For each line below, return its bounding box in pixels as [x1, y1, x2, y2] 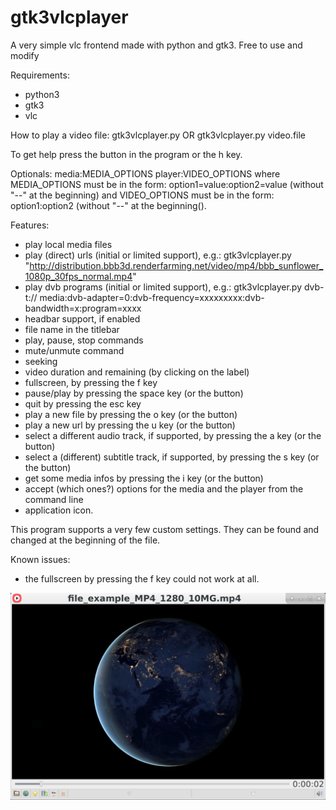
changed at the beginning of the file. [10, 534, 161, 546]
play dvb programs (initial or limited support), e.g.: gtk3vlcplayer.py [24, 281, 303, 293]
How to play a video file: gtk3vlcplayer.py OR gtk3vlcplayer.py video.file [10, 129, 307, 141]
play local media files [24, 238, 113, 250]
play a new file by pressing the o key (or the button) [24, 408, 238, 420]
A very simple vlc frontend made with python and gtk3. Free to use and [10, 39, 303, 51]
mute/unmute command [24, 344, 125, 356]
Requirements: [10, 69, 70, 81]
